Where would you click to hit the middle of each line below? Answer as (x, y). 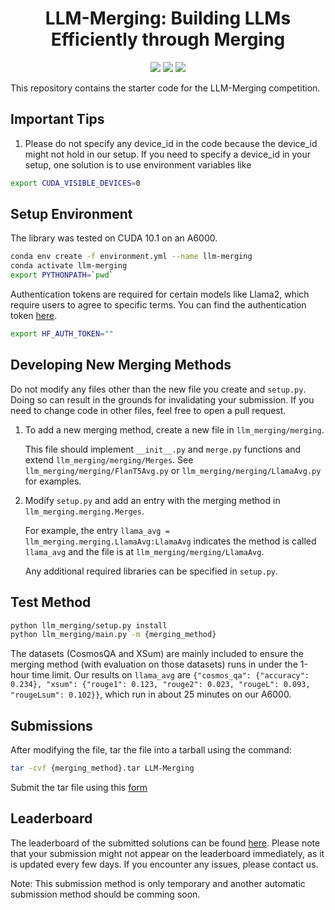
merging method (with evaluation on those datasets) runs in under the (154, 664)
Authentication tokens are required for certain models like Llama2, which (160, 294)
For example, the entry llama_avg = (97, 530)
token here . (34, 316)
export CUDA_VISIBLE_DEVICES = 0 (75, 183)
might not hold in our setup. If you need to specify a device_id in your (168, 154)
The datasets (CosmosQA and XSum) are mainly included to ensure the (157, 654)
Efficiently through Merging (168, 39)
